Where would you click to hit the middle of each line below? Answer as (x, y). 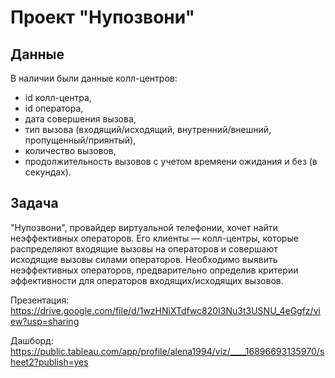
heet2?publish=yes (49, 362)
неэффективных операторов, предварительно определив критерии (154, 270)
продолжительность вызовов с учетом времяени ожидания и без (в (171, 161)
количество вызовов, (70, 150)
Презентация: (40, 300)
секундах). (48, 172)
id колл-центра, (58, 97)
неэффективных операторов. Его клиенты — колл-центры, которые (154, 238)
